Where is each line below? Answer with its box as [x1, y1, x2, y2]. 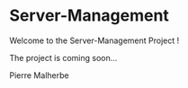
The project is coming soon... [9, 52, 118, 63]
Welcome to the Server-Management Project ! [9, 35, 180, 46]
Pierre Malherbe [9, 69, 69, 81]
